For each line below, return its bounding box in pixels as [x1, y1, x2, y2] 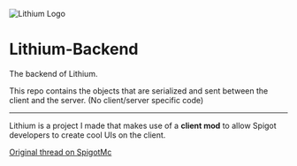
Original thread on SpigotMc [9, 147, 112, 157]
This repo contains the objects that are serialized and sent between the [9, 85, 269, 96]
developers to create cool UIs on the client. [9, 129, 166, 140]
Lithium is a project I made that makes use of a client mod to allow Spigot [9, 120, 277, 131]
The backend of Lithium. [9, 68, 98, 79]
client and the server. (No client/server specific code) [9, 94, 204, 105]
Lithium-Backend [9, 40, 139, 59]
